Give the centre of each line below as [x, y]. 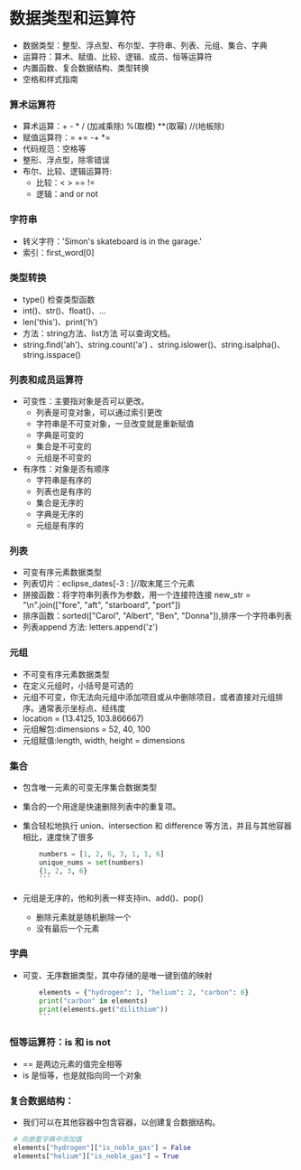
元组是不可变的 [64, 458]
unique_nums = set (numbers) [91, 862]
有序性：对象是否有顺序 [66, 469]
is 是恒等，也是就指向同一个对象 [82, 1075]
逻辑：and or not [67, 194]
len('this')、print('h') [60, 322]
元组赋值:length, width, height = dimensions [104, 740]
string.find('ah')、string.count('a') [85, 344]
